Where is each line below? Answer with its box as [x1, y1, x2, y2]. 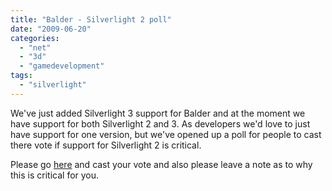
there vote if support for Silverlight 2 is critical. [10, 139, 202, 151]
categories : [10, 33, 60, 43]
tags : [10, 71, 33, 81]
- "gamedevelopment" [19, 61, 105, 71]
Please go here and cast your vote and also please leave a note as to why [10, 158, 313, 170]
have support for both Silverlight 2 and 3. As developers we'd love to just [10, 117, 311, 130]
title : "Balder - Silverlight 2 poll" [10, 14, 172, 25]
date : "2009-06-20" [10, 24, 92, 34]
